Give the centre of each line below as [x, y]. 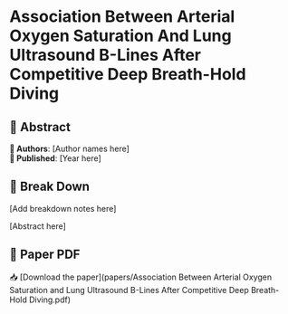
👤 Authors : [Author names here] [69, 148]
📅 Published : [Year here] [55, 158]
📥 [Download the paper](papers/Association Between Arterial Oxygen [141, 277]
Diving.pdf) [49, 300]
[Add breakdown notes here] [63, 208]
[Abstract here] [38, 226]
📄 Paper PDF [45, 255]
